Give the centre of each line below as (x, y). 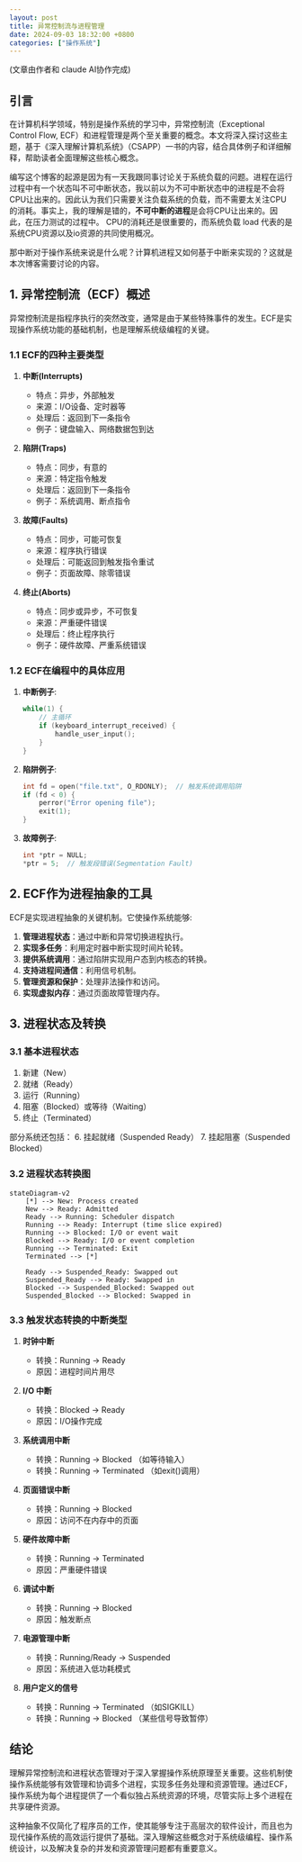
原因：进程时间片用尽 (75, 1371)
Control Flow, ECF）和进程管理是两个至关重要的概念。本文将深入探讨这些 (145, 135)
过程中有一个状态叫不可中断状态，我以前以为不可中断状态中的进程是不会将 (147, 188)
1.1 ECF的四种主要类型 (57, 355)
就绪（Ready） (50, 1084)
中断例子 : (39, 692)
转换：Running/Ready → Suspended (103, 1657)
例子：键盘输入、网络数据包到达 (95, 429)
